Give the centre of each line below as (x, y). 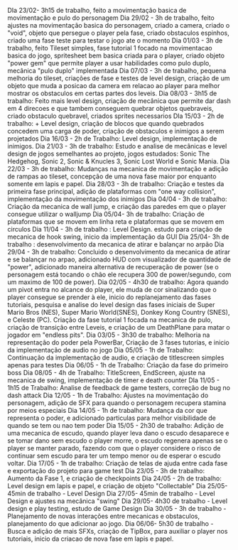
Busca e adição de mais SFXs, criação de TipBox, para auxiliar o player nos (118, 531)
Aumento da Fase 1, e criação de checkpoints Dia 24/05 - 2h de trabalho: (114, 478)
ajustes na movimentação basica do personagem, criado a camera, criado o (119, 25)
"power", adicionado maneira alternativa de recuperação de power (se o (113, 267)
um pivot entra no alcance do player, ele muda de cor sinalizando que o (112, 290)
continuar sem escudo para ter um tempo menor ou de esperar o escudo (114, 455)
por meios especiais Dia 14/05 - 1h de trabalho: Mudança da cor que (107, 410)
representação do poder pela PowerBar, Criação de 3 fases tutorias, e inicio (118, 343)
